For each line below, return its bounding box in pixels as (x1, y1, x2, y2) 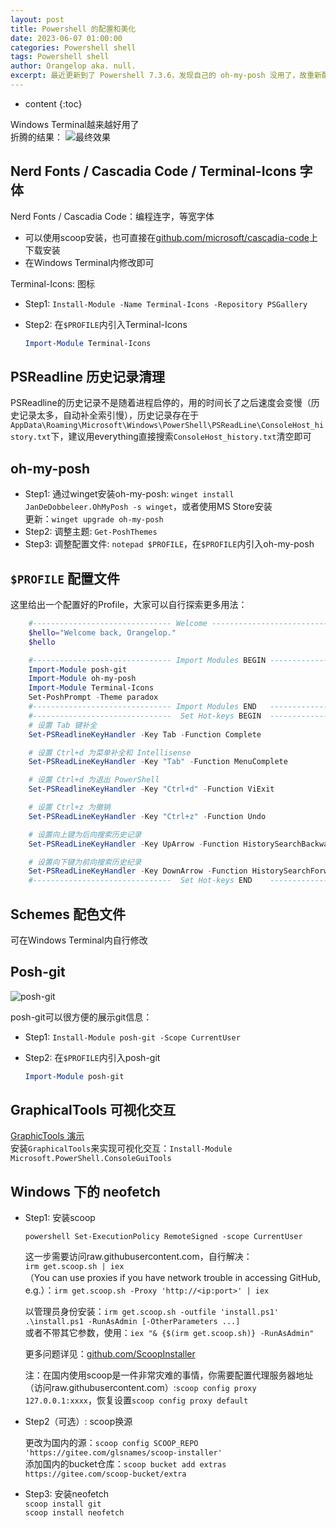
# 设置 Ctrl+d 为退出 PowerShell (28, 775, 160, 785)
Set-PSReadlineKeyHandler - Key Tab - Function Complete (28, 729, 262, 740)
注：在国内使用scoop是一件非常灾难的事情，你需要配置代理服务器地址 (24, 1369, 314, 1381)
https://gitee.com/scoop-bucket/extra (24, 1469, 187, 1480)
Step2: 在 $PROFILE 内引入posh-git (24, 1051, 161, 1063)
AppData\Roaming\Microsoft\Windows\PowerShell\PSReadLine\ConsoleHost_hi (10, 421, 325, 431)
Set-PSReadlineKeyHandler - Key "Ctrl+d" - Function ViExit (28, 784, 275, 795)
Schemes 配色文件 (10, 906, 127, 923)
